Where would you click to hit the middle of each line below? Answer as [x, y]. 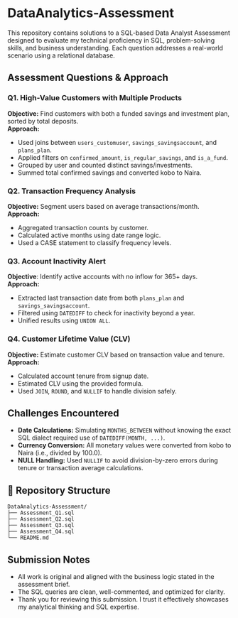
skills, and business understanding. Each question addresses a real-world [115, 48]
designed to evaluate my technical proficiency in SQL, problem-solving [111, 40]
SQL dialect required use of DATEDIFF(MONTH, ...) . [91, 438]
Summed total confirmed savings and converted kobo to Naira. [109, 173]
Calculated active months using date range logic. [89, 235]
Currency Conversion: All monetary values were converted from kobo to [124, 445]
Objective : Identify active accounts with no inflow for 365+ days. [102, 277]
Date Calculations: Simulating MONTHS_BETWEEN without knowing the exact [124, 430]
